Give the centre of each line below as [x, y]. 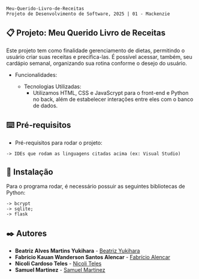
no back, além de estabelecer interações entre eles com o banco [113, 99]
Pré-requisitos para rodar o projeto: [59, 142]
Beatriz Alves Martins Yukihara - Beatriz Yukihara [77, 251]
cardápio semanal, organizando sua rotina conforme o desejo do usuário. [97, 63]
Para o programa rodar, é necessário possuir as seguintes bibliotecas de [96, 187]
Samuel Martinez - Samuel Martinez [60, 270]
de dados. [45, 106]
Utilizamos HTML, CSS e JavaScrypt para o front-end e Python [111, 92]
